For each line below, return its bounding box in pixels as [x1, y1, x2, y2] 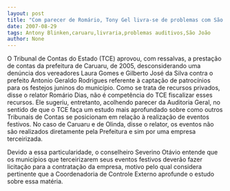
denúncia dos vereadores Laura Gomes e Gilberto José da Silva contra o [7, 69, 213, 78]
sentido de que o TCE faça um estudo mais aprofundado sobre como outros [7, 106, 223, 114]
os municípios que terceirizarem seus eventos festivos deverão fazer [7, 155, 203, 164]
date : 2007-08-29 [7, 23, 57, 30]
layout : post [7, 10, 45, 17]
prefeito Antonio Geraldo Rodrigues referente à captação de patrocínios [7, 76, 211, 85]
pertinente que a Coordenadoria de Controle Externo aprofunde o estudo [7, 170, 215, 179]
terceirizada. [7, 135, 43, 143]
